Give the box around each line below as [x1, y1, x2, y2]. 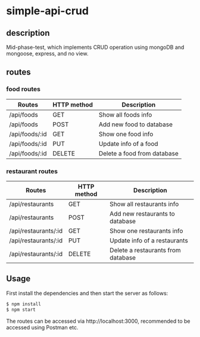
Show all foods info [98, 110, 152, 118]
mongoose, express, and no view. [6, 50, 89, 57]
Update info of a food [98, 139, 159, 148]
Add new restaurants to [110, 210, 176, 218]
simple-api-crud [6, 4, 89, 18]
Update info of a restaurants [110, 236, 189, 245]
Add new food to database [98, 120, 173, 129]
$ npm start [6, 307, 36, 313]
